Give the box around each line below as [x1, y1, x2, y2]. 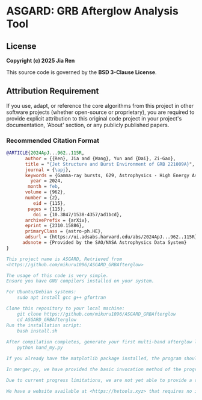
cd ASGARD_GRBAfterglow [17, 316, 77, 323]
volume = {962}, [25, 189, 66, 195]
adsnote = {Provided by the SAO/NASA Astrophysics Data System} [22, 240, 187, 246]
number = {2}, [25, 195, 61, 201]
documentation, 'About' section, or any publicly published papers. [6, 121, 170, 128]
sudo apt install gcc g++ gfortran [17, 295, 106, 301]
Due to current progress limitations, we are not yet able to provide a [6, 377, 192, 383]
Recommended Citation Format [6, 136, 99, 145]
